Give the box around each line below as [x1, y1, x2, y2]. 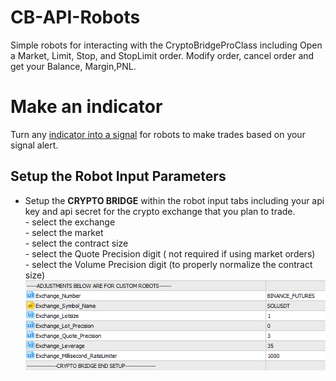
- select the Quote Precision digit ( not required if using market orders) [24, 247, 316, 260]
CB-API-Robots [10, 6, 141, 29]
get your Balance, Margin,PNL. [10, 60, 137, 72]
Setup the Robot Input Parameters [10, 168, 227, 185]
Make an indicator [10, 96, 163, 118]
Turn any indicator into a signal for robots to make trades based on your [10, 128, 306, 140]
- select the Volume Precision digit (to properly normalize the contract [24, 258, 313, 270]
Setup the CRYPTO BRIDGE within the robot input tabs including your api [24, 194, 325, 206]
